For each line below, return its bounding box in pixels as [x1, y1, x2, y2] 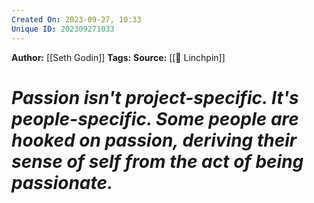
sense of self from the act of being [11, 150, 304, 173]
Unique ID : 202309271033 [11, 24, 115, 34]
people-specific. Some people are [11, 107, 299, 130]
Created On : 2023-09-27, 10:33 [11, 14, 142, 25]
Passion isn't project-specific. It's [11, 86, 299, 109]
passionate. [11, 171, 114, 194]
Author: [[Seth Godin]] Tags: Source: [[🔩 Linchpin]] [11, 51, 226, 63]
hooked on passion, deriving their [11, 129, 298, 151]
